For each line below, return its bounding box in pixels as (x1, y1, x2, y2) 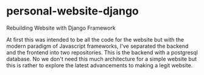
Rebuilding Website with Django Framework (6, 24, 116, 31)
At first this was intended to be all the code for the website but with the (6, 36, 185, 43)
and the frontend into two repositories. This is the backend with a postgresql (6, 48, 198, 56)
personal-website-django (6, 4, 139, 18)
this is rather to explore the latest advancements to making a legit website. (6, 62, 193, 69)
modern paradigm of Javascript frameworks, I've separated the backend (6, 42, 189, 50)
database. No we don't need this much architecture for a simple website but (6, 55, 197, 62)
